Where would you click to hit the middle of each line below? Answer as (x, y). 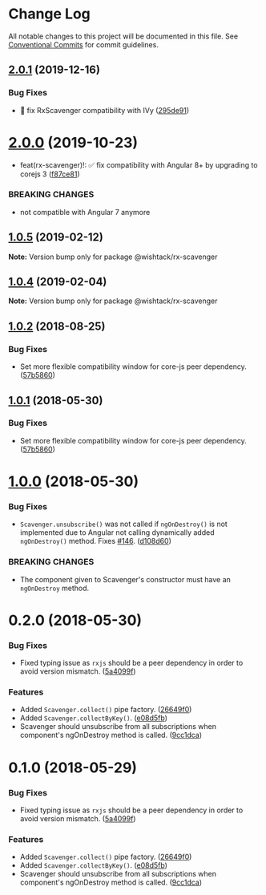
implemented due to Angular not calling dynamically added (117, 533)
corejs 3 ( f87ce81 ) (50, 174)
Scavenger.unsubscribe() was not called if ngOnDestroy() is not (124, 524)
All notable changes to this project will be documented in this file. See (123, 36)
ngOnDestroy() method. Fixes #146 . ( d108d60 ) (96, 541)
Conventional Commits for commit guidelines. (83, 44)
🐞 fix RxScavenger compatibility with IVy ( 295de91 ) (105, 110)
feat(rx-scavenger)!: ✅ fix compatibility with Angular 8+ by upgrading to (139, 164)
